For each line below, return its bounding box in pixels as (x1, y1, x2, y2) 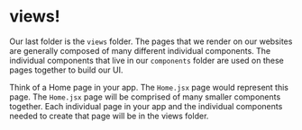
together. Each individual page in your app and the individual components (9, 100, 283, 111)
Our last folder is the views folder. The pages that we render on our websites (9, 36, 293, 47)
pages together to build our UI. (9, 65, 124, 75)
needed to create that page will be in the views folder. (9, 110, 209, 121)
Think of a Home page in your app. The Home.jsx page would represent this (9, 82, 289, 92)
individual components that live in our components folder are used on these (9, 55, 284, 65)
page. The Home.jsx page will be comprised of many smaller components (9, 91, 281, 102)
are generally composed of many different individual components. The (9, 45, 271, 56)
